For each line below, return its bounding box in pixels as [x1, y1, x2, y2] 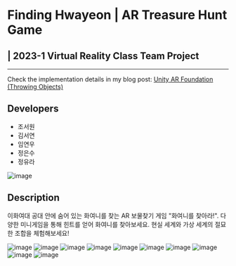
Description [7, 192, 60, 204]
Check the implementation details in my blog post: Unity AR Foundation [7, 75, 214, 84]
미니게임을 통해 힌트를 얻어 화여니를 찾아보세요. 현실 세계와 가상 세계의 [20, 220, 214, 228]
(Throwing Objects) [7, 83, 64, 91]
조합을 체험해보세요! [14, 229, 70, 237]
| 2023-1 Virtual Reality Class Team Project [7, 50, 199, 62]
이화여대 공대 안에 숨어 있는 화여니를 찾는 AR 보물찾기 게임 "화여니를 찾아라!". [7, 211, 219, 220]
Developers [7, 102, 59, 115]
